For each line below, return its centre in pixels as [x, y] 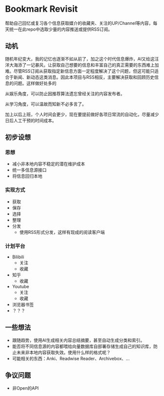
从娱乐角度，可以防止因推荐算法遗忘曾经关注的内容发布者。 [65, 93]
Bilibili [18, 257]
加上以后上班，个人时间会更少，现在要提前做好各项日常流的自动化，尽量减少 [82, 114]
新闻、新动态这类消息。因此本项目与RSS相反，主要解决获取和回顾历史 [84, 77]
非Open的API [25, 388]
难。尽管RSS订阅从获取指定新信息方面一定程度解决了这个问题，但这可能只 [80, 71]
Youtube [20, 287]
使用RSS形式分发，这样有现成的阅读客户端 [62, 232]
